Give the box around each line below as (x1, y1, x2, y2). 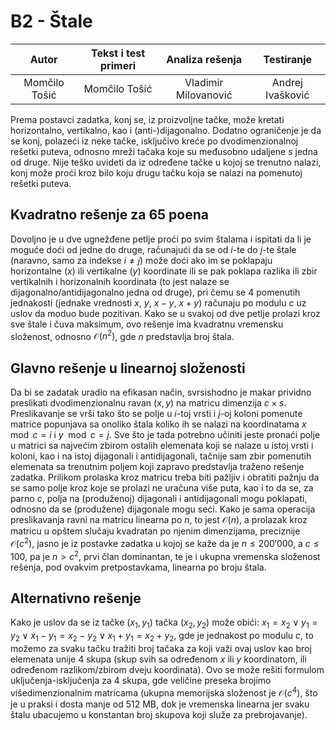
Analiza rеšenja (166, 52, 243, 66)
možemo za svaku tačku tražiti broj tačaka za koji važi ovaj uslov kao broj (10, 642, 312, 654)
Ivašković (265, 88, 310, 102)
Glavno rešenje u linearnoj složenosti (10, 360, 246, 377)
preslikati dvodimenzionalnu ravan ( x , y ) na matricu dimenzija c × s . (10, 397, 287, 409)
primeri (100, 58, 137, 72)
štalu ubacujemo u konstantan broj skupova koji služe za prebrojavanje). (10, 708, 308, 720)
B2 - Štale (10, 10, 93, 33)
